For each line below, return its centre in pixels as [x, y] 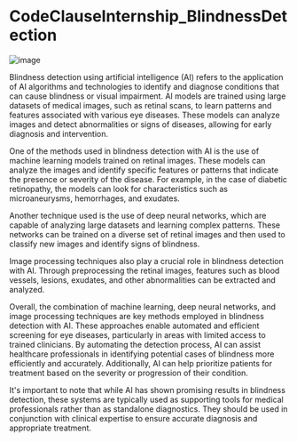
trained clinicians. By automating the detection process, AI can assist [135, 344]
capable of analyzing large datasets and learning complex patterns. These [145, 225]
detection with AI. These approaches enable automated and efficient [134, 325]
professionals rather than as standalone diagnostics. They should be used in [148, 409]
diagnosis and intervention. [59, 133]
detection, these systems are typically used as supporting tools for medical [146, 399]
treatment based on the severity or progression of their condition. [129, 373]
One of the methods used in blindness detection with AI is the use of [134, 151]
